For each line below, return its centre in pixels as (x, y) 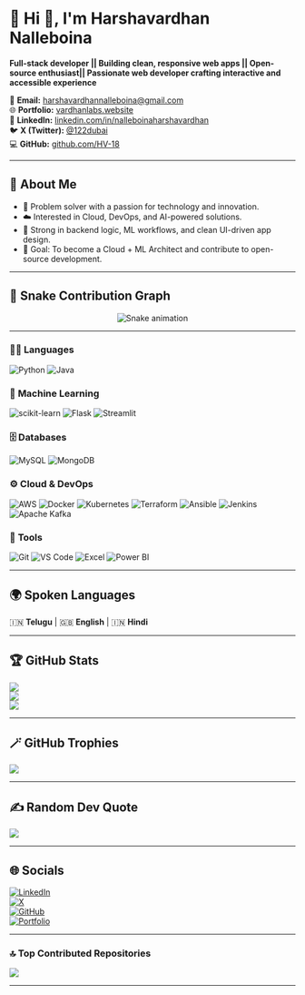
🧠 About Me (43, 184)
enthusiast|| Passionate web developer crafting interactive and (159, 73)
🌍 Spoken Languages (73, 595)
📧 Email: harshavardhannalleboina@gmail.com (97, 100)
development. (76, 259)
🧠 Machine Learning (54, 393)
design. (37, 239)
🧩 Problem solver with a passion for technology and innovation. (141, 206)
